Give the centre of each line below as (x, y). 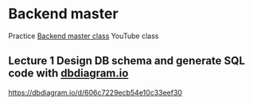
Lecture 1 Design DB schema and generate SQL (127, 61)
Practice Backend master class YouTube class (84, 36)
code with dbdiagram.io (68, 74)
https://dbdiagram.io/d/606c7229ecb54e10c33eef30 (95, 92)
